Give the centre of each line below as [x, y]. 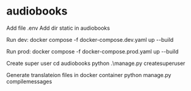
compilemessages [29, 81]
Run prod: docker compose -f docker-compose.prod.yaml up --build [92, 51]
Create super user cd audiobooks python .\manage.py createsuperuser [96, 63]
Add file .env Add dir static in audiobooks [58, 28]
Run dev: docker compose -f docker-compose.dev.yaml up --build [90, 39]
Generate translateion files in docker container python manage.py [89, 75]
